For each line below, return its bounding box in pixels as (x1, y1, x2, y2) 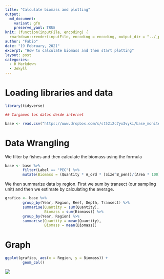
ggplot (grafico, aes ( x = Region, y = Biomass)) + (5, 256, 108, 260)
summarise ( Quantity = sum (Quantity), (22, 205, 99, 210)
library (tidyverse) (5, 103, 45, 108)
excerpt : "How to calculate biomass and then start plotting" (5, 48, 134, 53)
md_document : (9, 16, 36, 21)
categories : (5, 57, 29, 62)
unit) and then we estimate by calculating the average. (5, 186, 114, 192)
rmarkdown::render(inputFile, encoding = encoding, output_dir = (9, 35, 145, 40)
